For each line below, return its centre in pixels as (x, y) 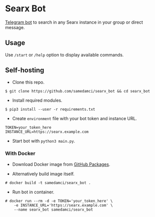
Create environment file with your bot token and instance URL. (75, 118)
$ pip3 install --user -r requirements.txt (50, 109)
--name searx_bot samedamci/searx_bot (53, 210)
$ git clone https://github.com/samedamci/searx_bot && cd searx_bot (78, 91)
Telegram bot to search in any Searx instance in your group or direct (74, 22)
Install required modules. (37, 100)
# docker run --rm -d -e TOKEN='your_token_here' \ (59, 201)
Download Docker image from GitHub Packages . (61, 164)
